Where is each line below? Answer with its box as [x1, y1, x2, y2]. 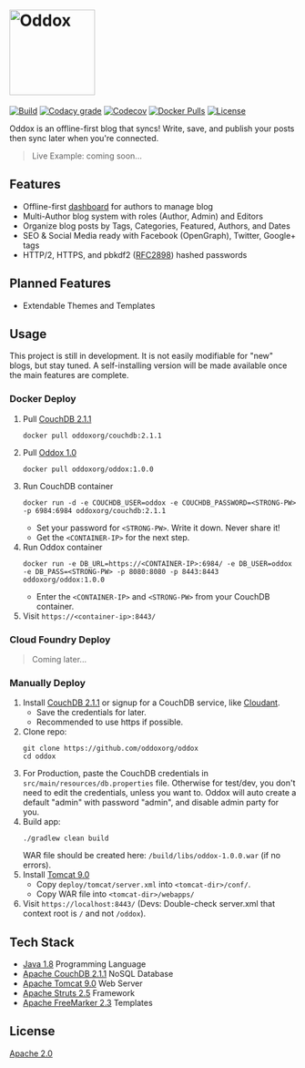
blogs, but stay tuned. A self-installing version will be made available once [9, 360, 288, 371]
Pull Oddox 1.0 [22, 447, 77, 457]
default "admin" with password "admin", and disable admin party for [22, 797, 280, 808]
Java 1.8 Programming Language [22, 959, 147, 970]
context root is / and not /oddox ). [22, 908, 147, 919]
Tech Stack [9, 934, 75, 950]
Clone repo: [22, 726, 67, 737]
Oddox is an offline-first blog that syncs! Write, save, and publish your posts [9, 123, 295, 134]
